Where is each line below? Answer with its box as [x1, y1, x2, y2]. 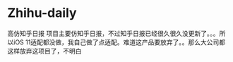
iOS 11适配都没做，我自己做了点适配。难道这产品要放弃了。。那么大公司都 [13, 37, 226, 46]
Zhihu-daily [7, 5, 77, 21]
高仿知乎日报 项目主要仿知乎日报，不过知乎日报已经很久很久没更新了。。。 [7, 29, 220, 37]
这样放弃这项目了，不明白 [7, 46, 82, 55]
